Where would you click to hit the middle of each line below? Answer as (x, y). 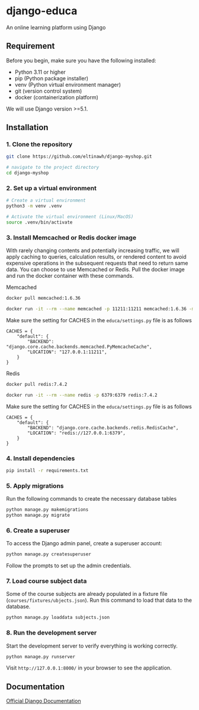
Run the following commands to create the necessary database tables (92, 499)
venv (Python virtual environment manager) (68, 84)
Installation (27, 128)
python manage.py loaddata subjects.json (58, 618)
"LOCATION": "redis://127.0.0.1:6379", (77, 433)
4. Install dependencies (41, 458)
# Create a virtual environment (46, 200)
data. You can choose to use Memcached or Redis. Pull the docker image (96, 269)
